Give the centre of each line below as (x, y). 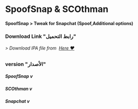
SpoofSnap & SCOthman (57, 9)
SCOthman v (19, 88)
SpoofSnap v (19, 76)
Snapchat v (17, 101)
